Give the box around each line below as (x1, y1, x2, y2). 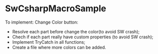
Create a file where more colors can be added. (12, 44, 106, 50)
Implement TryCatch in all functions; (12, 39, 86, 45)
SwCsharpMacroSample (5, 3, 107, 14)
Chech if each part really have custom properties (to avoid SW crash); (12, 34, 154, 40)
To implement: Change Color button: (5, 19, 78, 25)
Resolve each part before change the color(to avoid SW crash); (12, 28, 140, 34)
